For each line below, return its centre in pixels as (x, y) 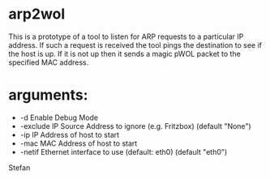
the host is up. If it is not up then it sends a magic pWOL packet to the (124, 53)
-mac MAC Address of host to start (79, 143)
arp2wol (37, 14)
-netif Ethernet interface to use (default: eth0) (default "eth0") (124, 151)
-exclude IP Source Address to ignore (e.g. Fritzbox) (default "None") (135, 126)
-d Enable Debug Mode (59, 117)
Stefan (19, 168)
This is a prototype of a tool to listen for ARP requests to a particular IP (126, 36)
